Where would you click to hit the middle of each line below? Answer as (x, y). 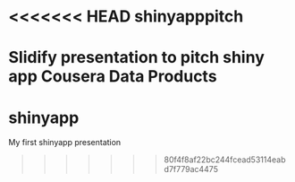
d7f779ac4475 (191, 169)
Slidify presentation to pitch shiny (136, 58)
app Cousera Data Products (113, 77)
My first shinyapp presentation (65, 143)
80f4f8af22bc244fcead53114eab (225, 160)
